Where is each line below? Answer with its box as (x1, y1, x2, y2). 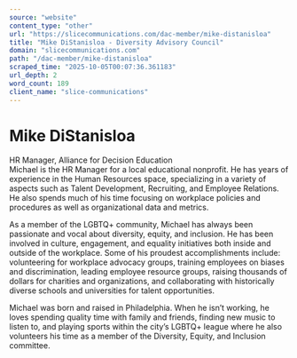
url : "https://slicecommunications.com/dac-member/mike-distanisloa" (9, 29, 272, 38)
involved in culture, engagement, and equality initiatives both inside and (9, 238, 272, 249)
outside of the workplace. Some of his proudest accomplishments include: (9, 248, 281, 259)
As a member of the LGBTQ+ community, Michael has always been (9, 219, 254, 230)
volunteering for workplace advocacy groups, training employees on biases (9, 257, 285, 267)
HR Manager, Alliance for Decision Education (9, 155, 173, 165)
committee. (9, 340, 51, 351)
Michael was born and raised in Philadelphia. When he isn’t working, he (9, 303, 270, 314)
